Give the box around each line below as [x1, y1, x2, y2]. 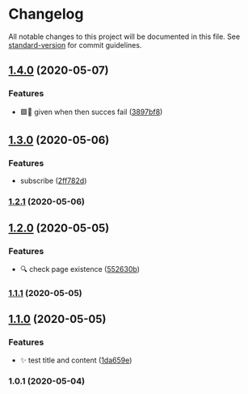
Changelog [8, 5, 84, 23]
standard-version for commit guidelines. [8, 40, 142, 49]
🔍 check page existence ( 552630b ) [19, 264, 140, 273]
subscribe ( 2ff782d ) [19, 176, 87, 186]
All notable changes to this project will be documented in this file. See [8, 32, 241, 41]
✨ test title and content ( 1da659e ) [19, 355, 132, 365]
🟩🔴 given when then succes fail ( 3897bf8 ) [19, 107, 163, 117]
